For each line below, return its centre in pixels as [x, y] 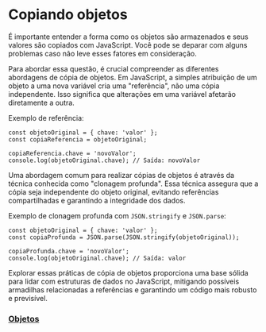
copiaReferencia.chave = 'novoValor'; [72, 153]
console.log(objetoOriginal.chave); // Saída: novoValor [104, 160]
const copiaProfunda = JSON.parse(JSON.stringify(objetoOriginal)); [124, 237]
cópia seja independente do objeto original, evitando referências [114, 191]
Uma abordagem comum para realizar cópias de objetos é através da [121, 175]
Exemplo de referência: [46, 118]
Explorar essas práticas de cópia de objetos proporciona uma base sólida [128, 272]
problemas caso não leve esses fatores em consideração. [102, 53]
